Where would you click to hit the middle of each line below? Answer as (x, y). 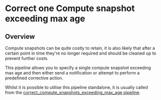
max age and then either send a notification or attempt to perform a (72, 73)
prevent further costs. (27, 58)
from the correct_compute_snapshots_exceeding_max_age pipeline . (73, 93)
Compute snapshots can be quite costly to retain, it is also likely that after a (80, 48)
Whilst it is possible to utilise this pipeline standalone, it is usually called (76, 87)
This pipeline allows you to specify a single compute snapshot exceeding (78, 68)
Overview (20, 36)
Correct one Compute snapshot (70, 8)
